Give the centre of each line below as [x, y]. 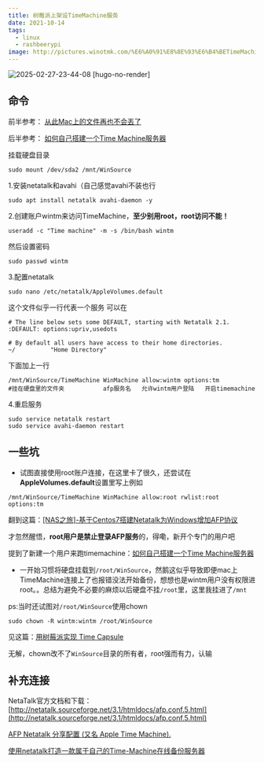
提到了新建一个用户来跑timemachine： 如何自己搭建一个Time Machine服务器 [131, 553]
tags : [17, 30]
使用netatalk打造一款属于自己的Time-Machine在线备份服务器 [107, 751]
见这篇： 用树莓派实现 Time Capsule [66, 636]
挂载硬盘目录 [29, 155]
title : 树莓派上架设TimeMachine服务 [63, 15]
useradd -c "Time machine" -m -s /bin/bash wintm [91, 230]
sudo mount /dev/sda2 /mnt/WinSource [70, 170]
